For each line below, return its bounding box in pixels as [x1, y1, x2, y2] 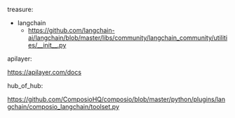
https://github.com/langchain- [27, 27, 115, 34]
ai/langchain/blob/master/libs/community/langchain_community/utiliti [27, 34, 228, 42]
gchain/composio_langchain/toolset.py [7, 103, 119, 110]
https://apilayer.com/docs [7, 68, 82, 76]
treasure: [7, 6, 34, 13]
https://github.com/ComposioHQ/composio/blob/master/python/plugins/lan [7, 95, 226, 103]
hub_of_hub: [7, 82, 43, 89]
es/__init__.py [27, 41, 67, 49]
